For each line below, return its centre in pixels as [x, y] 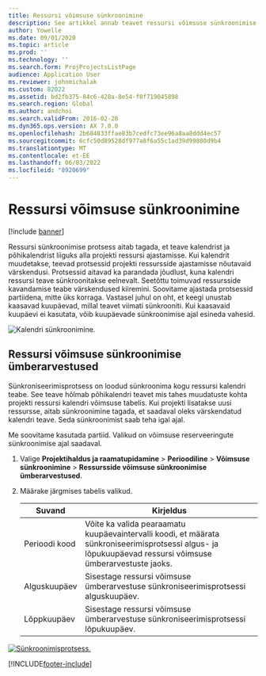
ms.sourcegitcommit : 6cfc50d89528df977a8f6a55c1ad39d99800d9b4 [115, 141]
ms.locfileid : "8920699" [49, 170]
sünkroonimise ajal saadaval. [55, 443]
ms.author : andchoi [40, 112]
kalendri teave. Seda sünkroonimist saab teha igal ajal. [97, 419]
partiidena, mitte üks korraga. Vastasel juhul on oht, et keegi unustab [120, 297]
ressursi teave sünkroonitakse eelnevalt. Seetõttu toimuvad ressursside [125, 280]
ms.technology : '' [38, 60]
